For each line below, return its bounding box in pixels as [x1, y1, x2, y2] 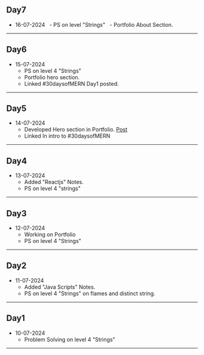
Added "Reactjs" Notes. [24, 178, 84, 186]
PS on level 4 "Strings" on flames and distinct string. [24, 289, 156, 297]
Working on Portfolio [24, 231, 76, 238]
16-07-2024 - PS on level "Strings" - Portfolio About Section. [15, 21, 174, 28]
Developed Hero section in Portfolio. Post [24, 126, 127, 133]
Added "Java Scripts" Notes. [24, 283, 96, 290]
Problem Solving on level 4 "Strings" [24, 336, 115, 343]
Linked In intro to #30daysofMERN [24, 132, 110, 139]
